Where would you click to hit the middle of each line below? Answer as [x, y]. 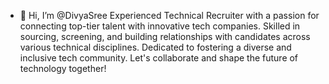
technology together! [63, 68]
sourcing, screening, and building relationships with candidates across [165, 36]
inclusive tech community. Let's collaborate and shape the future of [159, 58]
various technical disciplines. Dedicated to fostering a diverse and [155, 47]
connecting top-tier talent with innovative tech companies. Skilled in [160, 26]
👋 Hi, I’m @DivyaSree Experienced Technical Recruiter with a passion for [169, 15]
